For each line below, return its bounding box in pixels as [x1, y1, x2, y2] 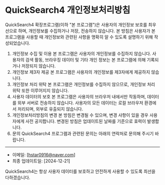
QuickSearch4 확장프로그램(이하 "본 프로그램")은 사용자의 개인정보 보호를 [5, 22, 147, 28]
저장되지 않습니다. [21, 62, 56, 69]
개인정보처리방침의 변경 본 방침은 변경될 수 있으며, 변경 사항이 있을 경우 [12, 112, 149, 118]
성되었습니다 [5, 40, 29, 46]
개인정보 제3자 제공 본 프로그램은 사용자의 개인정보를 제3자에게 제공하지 [12, 69, 150, 75]
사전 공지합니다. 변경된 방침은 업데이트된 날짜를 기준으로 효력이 [25, 118, 146, 124]
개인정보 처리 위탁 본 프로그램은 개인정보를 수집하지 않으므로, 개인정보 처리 [12, 81, 156, 87]
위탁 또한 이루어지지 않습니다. [12, 87, 69, 93]
